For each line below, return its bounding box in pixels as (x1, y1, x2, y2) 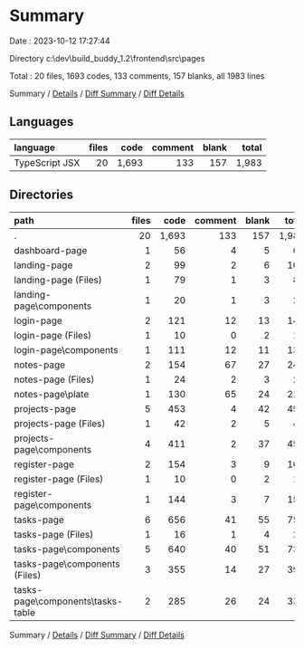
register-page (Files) (14, 472, 104, 485)
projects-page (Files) (14, 417, 106, 430)
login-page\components (14, 343, 119, 356)
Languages (9, 114, 74, 129)
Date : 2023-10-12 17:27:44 (9, 35, 110, 46)
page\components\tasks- (14, 595, 123, 607)
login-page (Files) (14, 329, 92, 341)
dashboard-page (14, 243, 88, 256)
